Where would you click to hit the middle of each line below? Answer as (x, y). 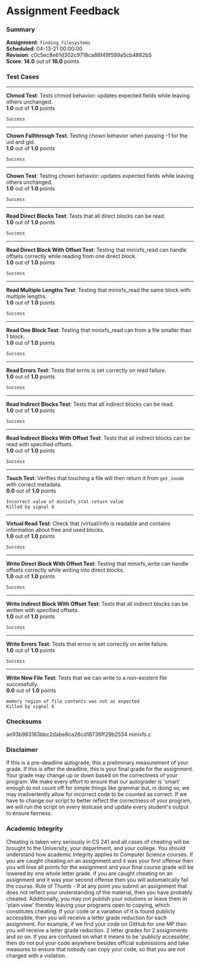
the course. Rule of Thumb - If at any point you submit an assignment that (97, 886)
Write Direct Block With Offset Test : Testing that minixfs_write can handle (97, 563)
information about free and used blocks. (55, 530)
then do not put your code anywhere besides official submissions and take (98, 943)
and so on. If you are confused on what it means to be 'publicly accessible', (99, 936)
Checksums (24, 721)
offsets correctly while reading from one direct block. (71, 256)
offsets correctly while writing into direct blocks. (65, 570)
